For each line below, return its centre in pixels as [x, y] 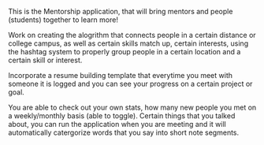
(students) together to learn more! [63, 20]
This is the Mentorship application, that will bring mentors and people [121, 11]
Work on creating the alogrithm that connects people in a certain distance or [132, 35]
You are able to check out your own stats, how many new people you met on [132, 107]
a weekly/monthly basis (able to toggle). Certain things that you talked [122, 116]
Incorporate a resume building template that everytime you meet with [121, 75]
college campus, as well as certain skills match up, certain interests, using [128, 43]
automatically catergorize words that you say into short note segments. [124, 132]
